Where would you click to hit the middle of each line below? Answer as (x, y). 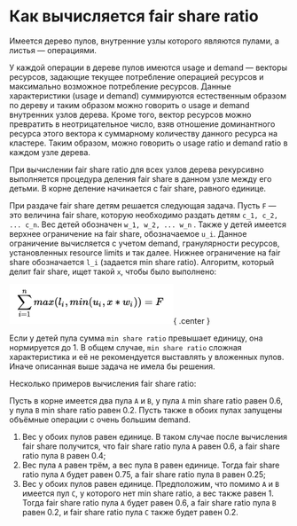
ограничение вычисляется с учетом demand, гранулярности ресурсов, (145, 243)
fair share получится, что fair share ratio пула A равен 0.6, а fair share (151, 446)
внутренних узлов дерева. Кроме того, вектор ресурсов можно (130, 114)
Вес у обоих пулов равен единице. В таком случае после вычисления (155, 436)
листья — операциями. (53, 50)
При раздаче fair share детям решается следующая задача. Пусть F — (143, 205)
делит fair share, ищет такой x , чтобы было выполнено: (113, 271)
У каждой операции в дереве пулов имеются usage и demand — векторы (148, 67)
